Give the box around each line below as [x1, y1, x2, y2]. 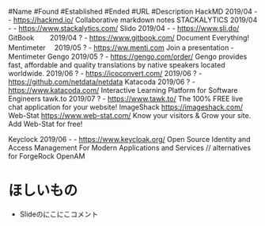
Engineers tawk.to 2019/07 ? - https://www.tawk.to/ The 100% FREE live [8, 94, 244, 103]
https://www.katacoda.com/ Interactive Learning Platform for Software [8, 86, 238, 94]
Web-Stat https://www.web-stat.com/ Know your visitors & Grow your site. [8, 111, 252, 120]
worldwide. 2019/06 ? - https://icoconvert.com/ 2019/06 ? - [8, 69, 203, 78]
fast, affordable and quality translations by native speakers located [8, 60, 225, 70]
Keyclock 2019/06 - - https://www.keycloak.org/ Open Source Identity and [8, 135, 251, 144]
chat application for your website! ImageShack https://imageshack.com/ [8, 102, 244, 112]
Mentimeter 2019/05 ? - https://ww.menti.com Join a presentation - [8, 43, 235, 52]
